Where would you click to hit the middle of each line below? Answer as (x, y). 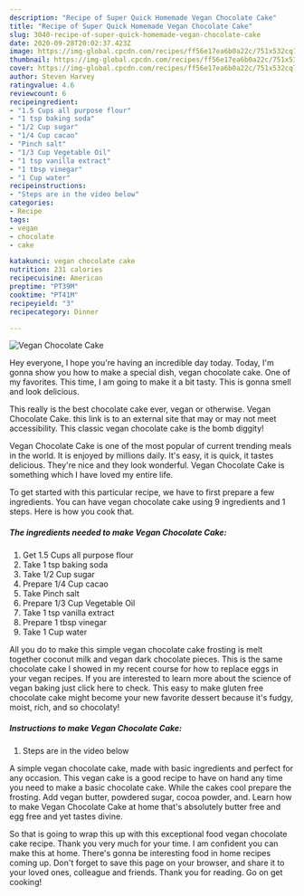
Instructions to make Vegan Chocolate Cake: (96, 728)
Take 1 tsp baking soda (65, 565)
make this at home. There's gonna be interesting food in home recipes (140, 853)
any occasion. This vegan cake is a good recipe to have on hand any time (146, 778)
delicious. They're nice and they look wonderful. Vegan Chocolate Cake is (147, 465)
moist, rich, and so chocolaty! (65, 708)
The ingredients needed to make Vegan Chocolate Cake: (118, 532)
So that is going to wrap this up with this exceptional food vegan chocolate (148, 834)
